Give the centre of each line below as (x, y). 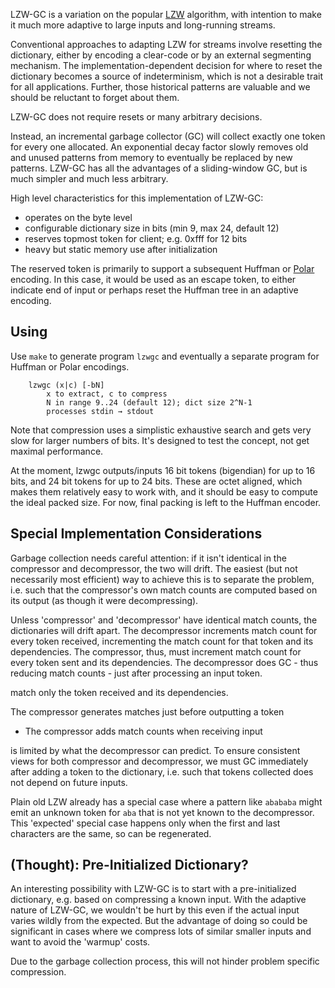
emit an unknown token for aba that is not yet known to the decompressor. (162, 812)
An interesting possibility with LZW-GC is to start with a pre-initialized (153, 889)
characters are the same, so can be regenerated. (111, 833)
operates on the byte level (78, 217)
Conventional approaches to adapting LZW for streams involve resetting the (166, 44)
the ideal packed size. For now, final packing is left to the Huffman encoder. (166, 502)
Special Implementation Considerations (136, 534)
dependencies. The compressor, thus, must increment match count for (156, 651)
